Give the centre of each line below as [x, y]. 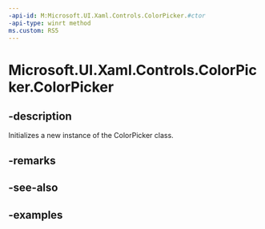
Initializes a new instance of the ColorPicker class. [91, 136]
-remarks [32, 160]
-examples [36, 215]
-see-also [33, 188]
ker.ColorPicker [61, 87]
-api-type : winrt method [50, 23]
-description [40, 116]
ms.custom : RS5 [34, 30]
